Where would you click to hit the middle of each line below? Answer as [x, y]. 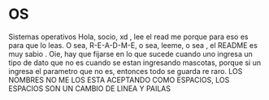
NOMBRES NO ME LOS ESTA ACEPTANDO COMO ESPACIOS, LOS [119, 80]
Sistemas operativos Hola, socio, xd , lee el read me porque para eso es [128, 37]
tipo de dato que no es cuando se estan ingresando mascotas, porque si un [135, 63]
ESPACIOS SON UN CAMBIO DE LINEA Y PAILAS [90, 88]
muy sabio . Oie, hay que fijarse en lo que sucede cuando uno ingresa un [131, 54]
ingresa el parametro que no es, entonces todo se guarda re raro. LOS [126, 71]
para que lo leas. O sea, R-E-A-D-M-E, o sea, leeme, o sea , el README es [133, 45]
